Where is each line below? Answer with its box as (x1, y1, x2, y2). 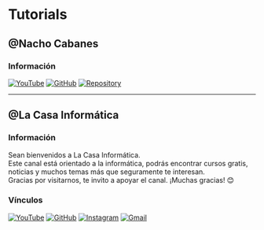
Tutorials (8, 6, 68, 24)
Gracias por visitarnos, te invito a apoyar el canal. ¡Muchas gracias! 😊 (8, 175, 234, 184)
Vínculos (8, 195, 43, 206)
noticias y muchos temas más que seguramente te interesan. (8, 167, 206, 176)
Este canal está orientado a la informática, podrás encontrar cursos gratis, (8, 158, 248, 168)
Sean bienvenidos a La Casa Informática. (8, 150, 141, 159)
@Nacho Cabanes (8, 37, 99, 50)
